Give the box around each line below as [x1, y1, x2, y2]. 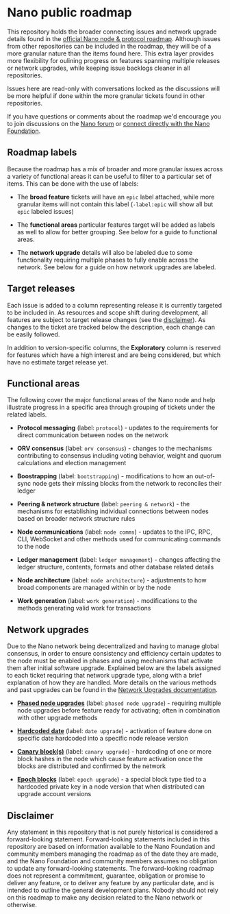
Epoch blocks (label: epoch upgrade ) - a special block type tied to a [16, 776, 207, 784]
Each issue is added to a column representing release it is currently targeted [7, 301, 222, 309]
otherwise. [7, 901, 38, 909]
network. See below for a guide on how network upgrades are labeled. [16, 262, 216, 271]
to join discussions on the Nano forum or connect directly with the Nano [7, 119, 210, 127]
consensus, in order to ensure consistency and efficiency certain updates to [7, 650, 222, 658]
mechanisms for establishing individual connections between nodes [16, 507, 209, 515]
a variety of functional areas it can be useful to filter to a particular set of [7, 172, 212, 180]
